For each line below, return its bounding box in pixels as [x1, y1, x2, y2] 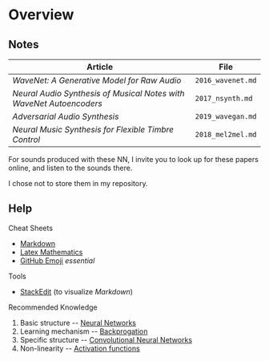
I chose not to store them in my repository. [8, 179, 148, 188]
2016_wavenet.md [195, 76, 257, 85]
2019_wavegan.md [195, 112, 257, 121]
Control [12, 134, 41, 145]
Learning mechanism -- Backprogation [19, 327, 148, 336]
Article [86, 62, 114, 72]
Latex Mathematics [19, 247, 83, 257]
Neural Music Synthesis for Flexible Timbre [12, 124, 175, 135]
